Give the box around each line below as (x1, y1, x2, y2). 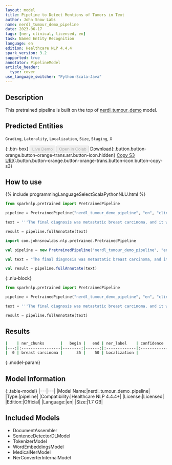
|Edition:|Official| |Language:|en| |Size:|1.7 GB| (5, 399, 103, 405)
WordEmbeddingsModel (12, 443, 64, 450)
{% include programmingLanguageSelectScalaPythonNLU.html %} (5, 191, 146, 197)
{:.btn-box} (5, 146, 29, 152)
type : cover (10, 70, 36, 75)
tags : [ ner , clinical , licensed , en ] (5, 31, 86, 36)
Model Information (5, 374, 66, 383)
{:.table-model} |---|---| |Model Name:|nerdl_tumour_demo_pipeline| (5, 388, 150, 394)
